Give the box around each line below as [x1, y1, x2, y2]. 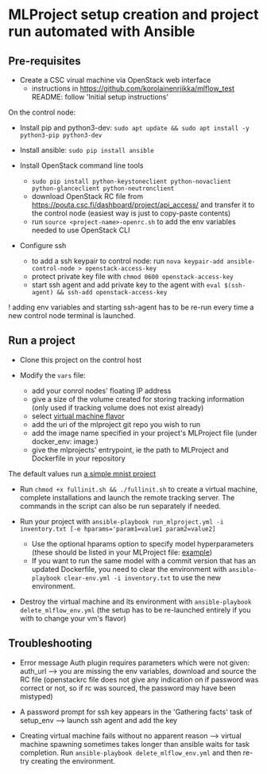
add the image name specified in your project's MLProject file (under [31, 428, 257, 438]
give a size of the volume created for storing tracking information [31, 394, 245, 403]
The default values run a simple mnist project [8, 469, 157, 478]
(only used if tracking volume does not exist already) [31, 403, 204, 412]
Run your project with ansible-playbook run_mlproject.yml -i [19, 516, 224, 526]
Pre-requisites [8, 54, 81, 68]
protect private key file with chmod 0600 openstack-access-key [31, 272, 234, 281]
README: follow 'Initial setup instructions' [31, 92, 169, 101]
